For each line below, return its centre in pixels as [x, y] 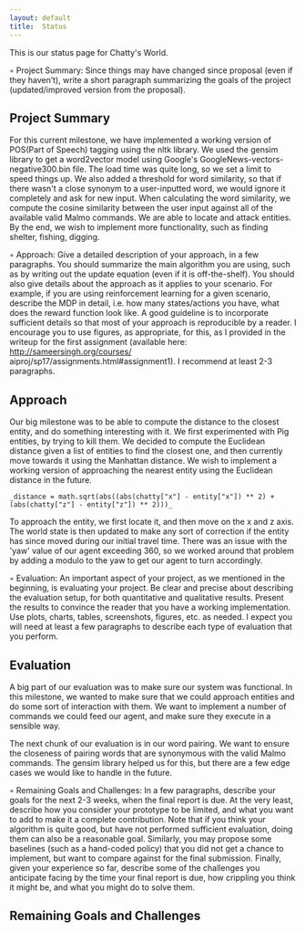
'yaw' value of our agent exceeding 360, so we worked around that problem [152, 551]
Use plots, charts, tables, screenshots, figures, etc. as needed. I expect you [151, 617]
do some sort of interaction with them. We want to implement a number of [148, 706]
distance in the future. [51, 480]
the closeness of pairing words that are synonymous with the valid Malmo [148, 753]
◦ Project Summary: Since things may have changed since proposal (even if [151, 70]
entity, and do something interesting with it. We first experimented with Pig [149, 432]
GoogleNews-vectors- [242, 160]
